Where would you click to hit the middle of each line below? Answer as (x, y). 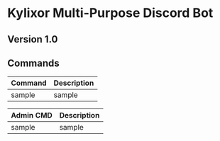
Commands (34, 63)
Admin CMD (32, 115)
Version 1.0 (33, 39)
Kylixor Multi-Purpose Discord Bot (110, 13)
